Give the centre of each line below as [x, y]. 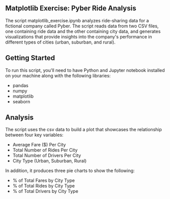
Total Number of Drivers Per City [47, 155]
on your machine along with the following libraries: [58, 75]
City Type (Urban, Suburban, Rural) [49, 161]
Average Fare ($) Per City [39, 145]
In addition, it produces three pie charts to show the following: [70, 171]
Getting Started [30, 58]
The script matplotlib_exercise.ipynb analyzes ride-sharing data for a [77, 20]
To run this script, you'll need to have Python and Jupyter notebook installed [85, 70]
